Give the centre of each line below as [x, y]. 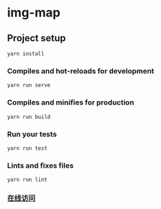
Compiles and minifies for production [71, 102]
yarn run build [29, 117]
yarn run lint [28, 180]
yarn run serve [29, 85]
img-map [34, 13]
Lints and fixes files [41, 165]
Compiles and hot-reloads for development [81, 71]
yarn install [26, 54]
